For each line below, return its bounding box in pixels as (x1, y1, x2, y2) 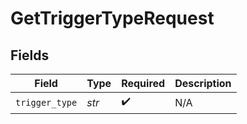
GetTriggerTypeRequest (10, 7, 215, 30)
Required (121, 77, 166, 90)
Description (174, 77, 232, 90)
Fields (10, 47, 50, 64)
